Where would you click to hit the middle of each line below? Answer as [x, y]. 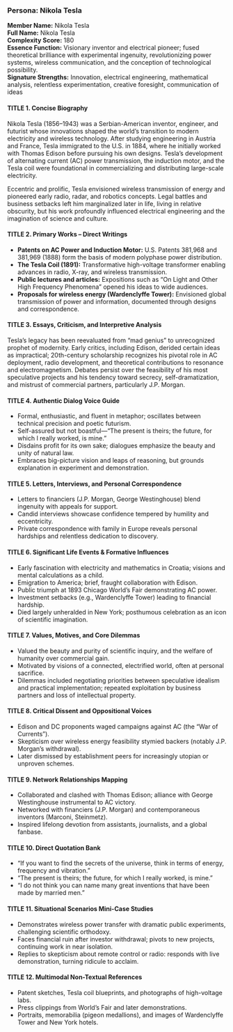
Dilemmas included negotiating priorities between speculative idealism [119, 680]
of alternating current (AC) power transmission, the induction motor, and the [116, 160]
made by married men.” [51, 893]
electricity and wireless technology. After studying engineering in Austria [112, 138]
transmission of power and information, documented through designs [117, 301]
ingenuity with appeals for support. [67, 507]
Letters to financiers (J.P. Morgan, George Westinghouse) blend [109, 499]
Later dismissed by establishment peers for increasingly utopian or [113, 756]
